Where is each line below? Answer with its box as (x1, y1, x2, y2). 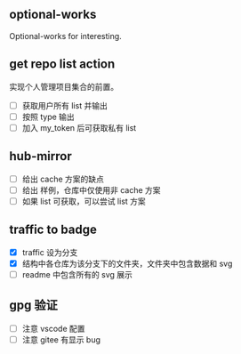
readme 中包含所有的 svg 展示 (21, 269, 133, 279)
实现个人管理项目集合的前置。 (9, 81, 118, 92)
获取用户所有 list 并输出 (21, 100, 108, 110)
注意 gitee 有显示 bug (21, 334, 100, 345)
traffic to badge (9, 222, 98, 237)
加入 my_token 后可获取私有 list (21, 122, 137, 133)
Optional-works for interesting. (9, 30, 122, 41)
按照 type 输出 (21, 111, 76, 122)
